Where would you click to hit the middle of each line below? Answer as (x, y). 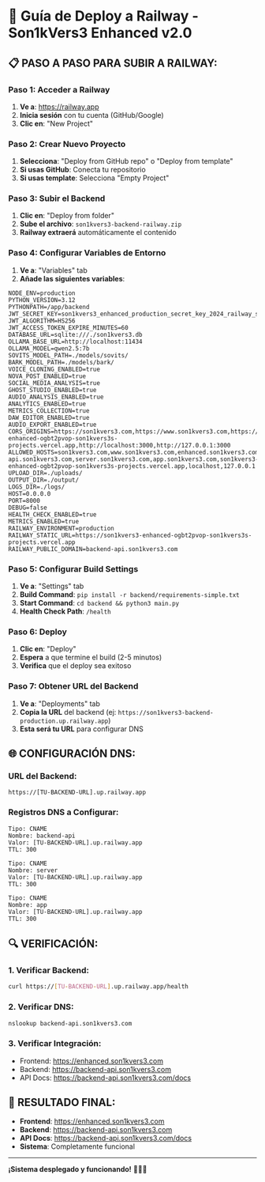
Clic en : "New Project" (56, 123)
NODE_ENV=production (42, 293)
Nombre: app (28, 904)
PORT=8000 (24, 500)
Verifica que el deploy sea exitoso (75, 666)
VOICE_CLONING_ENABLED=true (54, 369)
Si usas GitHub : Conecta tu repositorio (82, 170)
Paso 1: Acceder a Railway (59, 89)
